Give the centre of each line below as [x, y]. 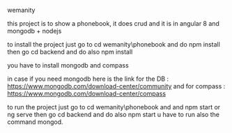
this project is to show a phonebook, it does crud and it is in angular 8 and [113, 23]
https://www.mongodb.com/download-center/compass [86, 94]
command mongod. [36, 122]
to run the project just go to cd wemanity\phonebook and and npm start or [114, 107]
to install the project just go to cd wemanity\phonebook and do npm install [114, 44]
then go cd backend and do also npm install [70, 52]
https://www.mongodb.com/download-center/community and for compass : [116, 86]
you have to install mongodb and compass [68, 65]
